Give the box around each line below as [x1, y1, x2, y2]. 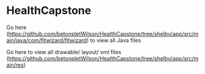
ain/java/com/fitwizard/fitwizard [6, 36, 87, 44]
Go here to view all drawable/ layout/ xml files [6, 48, 122, 55]
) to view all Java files [86, 36, 141, 44]
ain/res [6, 61, 24, 69]
